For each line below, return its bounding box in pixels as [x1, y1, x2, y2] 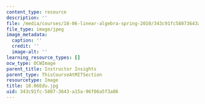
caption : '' [12, 37, 43, 43]
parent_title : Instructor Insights [6, 65, 97, 72]
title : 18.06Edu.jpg [6, 83, 59, 89]
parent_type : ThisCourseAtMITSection [6, 72, 103, 78]
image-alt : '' [12, 49, 48, 55]
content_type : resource [6, 9, 67, 15]
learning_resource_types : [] [6, 54, 81, 61]
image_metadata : [6, 32, 48, 38]
